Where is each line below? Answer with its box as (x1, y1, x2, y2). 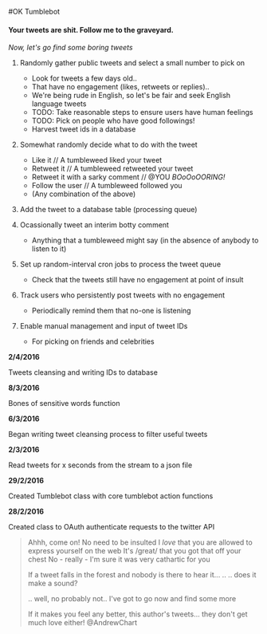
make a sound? (27, 578, 78, 589)
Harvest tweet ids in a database (31, 124, 136, 134)
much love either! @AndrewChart (27, 618, 138, 628)
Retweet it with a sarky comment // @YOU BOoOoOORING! (31, 172, 226, 182)
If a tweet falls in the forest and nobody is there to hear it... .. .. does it (27, 570, 257, 580)
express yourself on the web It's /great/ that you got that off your (27, 546, 241, 556)
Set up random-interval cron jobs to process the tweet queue (19, 259, 222, 270)
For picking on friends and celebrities (31, 337, 155, 346)
